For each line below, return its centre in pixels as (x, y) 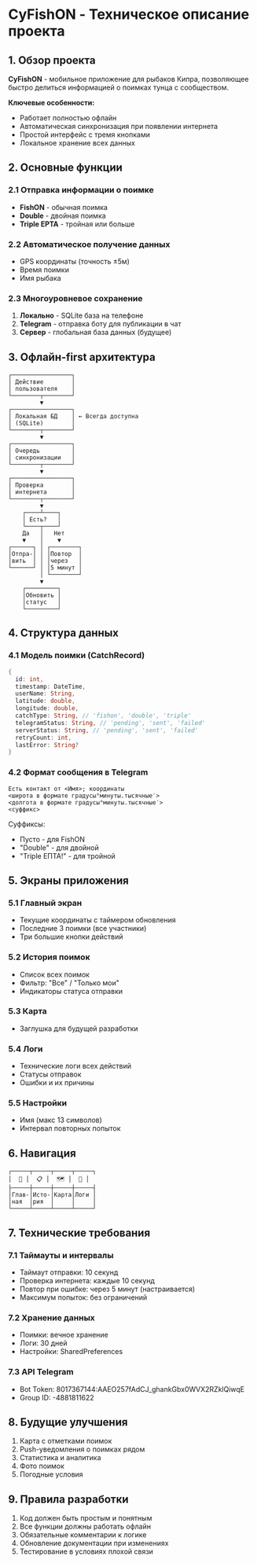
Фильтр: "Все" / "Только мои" (69, 983)
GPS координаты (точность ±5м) (74, 261)
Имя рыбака (40, 278)
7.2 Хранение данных (52, 1317)
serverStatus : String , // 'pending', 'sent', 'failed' (107, 730)
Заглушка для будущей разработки (79, 1029)
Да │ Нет (44, 534)
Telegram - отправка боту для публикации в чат (101, 324)
